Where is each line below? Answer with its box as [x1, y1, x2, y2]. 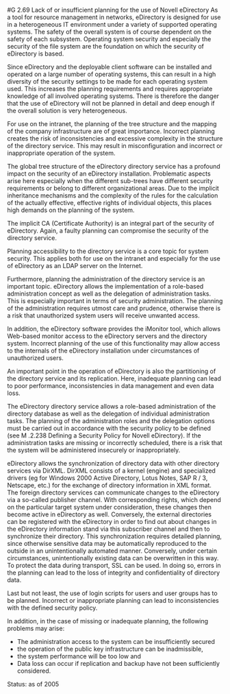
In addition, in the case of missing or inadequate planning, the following [7, 617, 209, 625]
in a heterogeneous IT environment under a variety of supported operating [7, 21, 218, 28]
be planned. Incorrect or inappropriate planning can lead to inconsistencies [7, 597, 219, 604]
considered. [16, 667, 51, 675]
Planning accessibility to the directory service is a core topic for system [7, 247, 209, 255]
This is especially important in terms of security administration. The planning [7, 297, 223, 304]
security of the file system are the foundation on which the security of [7, 43, 204, 50]
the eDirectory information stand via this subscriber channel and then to [7, 525, 210, 533]
